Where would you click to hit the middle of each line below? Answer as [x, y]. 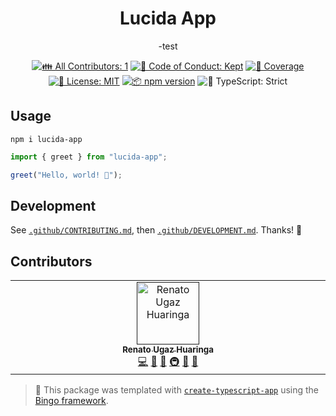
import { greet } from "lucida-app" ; [89, 157]
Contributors [51, 261]
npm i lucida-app [46, 139]
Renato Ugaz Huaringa [168, 350]
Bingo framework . [71, 401]
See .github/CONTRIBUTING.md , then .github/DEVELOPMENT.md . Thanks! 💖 [156, 230]
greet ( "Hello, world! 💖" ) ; [66, 175]
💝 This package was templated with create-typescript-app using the [177, 390]
